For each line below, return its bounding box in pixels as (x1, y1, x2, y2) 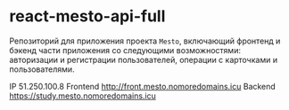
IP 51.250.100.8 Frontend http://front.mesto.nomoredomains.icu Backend (9, 81, 277, 91)
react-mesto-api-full (9, 6, 166, 27)
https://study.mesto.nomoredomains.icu (9, 90, 156, 101)
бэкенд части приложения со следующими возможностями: (9, 44, 241, 55)
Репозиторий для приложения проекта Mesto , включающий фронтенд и (9, 35, 281, 46)
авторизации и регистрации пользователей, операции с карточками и (9, 54, 278, 65)
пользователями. (9, 64, 75, 75)
